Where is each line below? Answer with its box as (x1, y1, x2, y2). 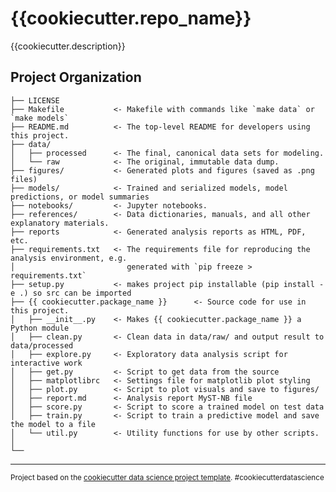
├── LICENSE (10, 95, 60, 106)
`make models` (10, 113, 70, 123)
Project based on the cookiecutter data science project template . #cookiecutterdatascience (10, 472, 325, 482)
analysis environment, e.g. (10, 253, 128, 263)
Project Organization (10, 69, 142, 86)
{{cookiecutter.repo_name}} (10, 7, 252, 30)
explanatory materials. (10, 218, 110, 228)
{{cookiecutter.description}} (10, 40, 126, 52)
